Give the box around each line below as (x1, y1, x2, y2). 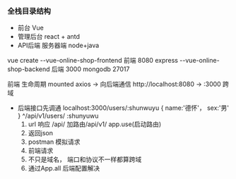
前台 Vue (17, 23, 44, 32)
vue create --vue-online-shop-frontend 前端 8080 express (7, 56, 179, 65)
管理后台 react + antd (17, 32, 80, 41)
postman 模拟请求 (28, 137, 81, 146)
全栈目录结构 (7, 6, 52, 16)
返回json (28, 129, 54, 137)
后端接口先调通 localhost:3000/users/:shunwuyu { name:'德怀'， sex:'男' (17, 104, 230, 112)
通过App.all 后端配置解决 (28, 164, 100, 173)
